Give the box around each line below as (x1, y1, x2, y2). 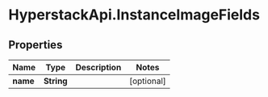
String (43, 75, 68, 86)
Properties (8, 38, 63, 52)
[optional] (128, 75, 167, 86)
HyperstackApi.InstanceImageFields (8, 6, 261, 24)
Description (75, 62, 122, 73)
